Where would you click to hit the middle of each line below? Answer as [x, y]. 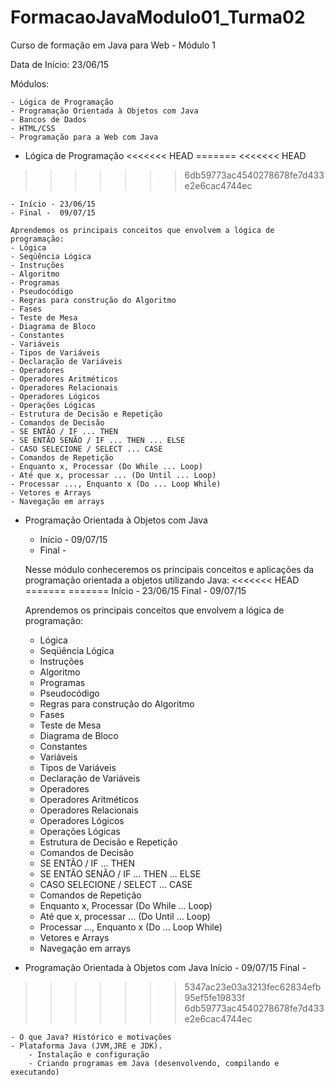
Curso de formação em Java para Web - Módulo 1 [113, 45]
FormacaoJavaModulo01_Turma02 [158, 17]
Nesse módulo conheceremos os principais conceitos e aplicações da [169, 569]
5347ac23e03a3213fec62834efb [253, 987]
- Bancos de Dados [48, 119]
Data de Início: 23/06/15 [60, 64]
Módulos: [30, 83]
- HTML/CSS [33, 128]
